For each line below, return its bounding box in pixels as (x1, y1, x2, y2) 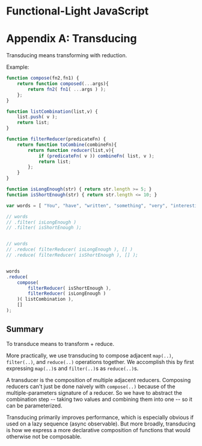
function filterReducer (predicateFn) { (6, 136, 106, 142)
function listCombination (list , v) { (6, 108, 98, 115)
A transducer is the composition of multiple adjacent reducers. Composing (6, 376, 191, 383)
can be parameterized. (6, 402, 63, 409)
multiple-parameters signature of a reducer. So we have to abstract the (6, 389, 182, 396)
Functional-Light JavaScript (6, 4, 149, 18)
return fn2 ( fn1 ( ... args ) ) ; (28, 86, 106, 92)
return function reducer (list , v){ (28, 147, 114, 153)
